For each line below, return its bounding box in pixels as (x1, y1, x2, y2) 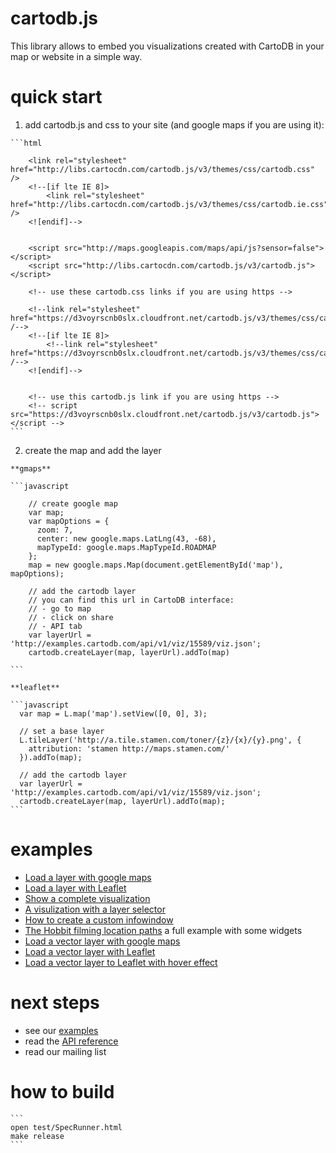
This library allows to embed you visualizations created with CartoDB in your (10, 40, 325, 52)
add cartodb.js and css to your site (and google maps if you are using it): (24, 118, 325, 131)
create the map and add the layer (24, 444, 162, 456)
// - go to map (28, 603, 92, 614)
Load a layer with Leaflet (24, 882, 127, 894)
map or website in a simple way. (10, 50, 143, 62)
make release (10, 1131, 65, 1141)
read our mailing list (24, 1045, 107, 1057)
